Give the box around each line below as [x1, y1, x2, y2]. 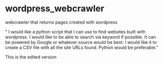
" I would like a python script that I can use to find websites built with [5, 29, 146, 34]
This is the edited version [5, 54, 57, 60]
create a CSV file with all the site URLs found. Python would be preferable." [5, 44, 159, 50]
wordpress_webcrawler [5, 3, 105, 14]
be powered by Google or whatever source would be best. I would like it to [5, 39, 157, 45]
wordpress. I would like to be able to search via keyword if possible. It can [5, 34, 156, 40]
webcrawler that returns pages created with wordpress [5, 19, 118, 25]
